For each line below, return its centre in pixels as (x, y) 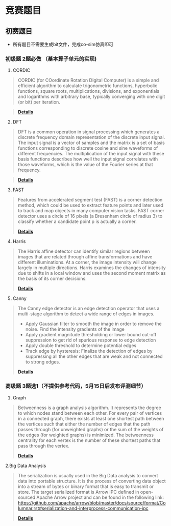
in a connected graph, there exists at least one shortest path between (91, 418)
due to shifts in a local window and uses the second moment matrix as (92, 273)
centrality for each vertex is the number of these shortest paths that (89, 440)
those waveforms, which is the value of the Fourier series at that (85, 165)
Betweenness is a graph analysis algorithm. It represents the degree (90, 408)
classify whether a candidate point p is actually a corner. (77, 221)
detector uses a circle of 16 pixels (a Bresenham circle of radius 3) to (90, 216)
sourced (27, 497)
